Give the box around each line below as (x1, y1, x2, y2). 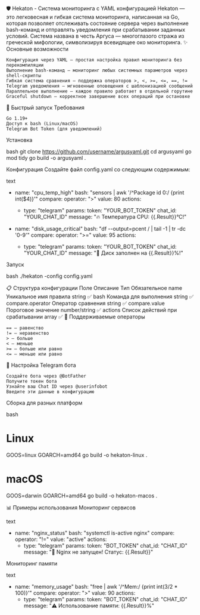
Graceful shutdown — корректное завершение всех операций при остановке (6, 94, 190, 100)
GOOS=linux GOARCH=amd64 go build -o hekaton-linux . (6, 451, 148, 458)
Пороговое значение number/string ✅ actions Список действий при (6, 307, 177, 313)
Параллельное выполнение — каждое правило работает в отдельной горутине (6, 88, 193, 94)
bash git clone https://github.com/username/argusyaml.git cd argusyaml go (6, 148, 192, 155)
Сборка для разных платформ (6, 399, 83, 406)
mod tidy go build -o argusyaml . (6, 154, 86, 161)
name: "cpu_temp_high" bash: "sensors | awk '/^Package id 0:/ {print (14, 189, 185, 196)
